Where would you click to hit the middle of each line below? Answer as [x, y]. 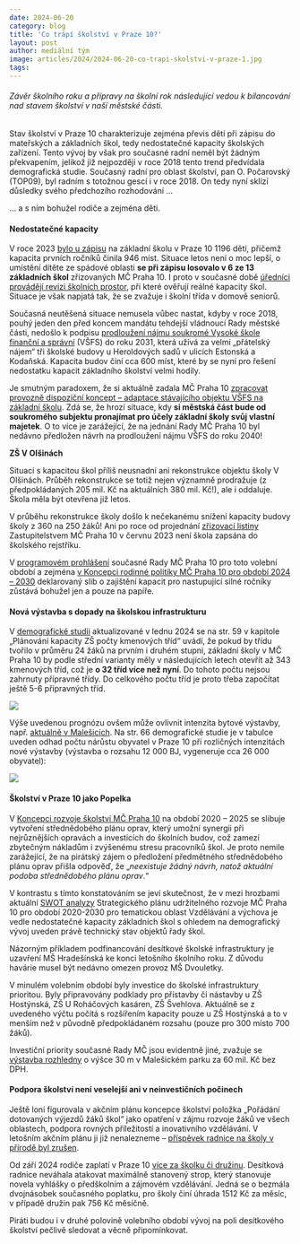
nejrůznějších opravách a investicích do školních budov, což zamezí [134, 837]
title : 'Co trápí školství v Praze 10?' [86, 34]
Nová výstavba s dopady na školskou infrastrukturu [108, 612]
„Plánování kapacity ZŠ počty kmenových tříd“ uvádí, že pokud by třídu [141, 641]
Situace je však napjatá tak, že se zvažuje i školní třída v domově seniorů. [145, 296]
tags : [19, 68]
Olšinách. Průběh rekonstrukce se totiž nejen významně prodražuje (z [138, 480]
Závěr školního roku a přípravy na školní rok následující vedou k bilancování [150, 96]
